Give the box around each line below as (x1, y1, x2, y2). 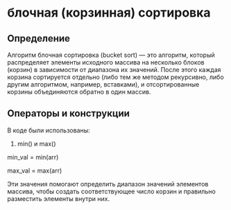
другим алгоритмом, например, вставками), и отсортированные (7, 80, 200, 88)
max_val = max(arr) (7, 166, 62, 175)
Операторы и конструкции (7, 107, 130, 119)
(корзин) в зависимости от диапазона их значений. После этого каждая (7, 66, 221, 73)
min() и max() (17, 139, 57, 148)
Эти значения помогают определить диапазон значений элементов (7, 180, 209, 188)
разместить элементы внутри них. (7, 194, 110, 202)
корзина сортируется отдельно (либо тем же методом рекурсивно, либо (7, 73, 224, 81)
